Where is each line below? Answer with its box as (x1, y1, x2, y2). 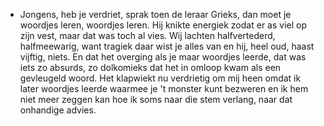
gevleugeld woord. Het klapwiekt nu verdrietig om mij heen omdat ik (19, 72, 302, 84)
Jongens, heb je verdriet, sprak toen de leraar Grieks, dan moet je (19, 9, 292, 20)
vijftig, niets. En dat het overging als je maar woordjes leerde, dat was (19, 51, 307, 63)
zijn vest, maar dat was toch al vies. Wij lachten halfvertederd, (19, 30, 276, 41)
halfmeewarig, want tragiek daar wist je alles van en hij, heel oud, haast (19, 40, 315, 52)
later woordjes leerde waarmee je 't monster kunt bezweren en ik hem (19, 83, 309, 94)
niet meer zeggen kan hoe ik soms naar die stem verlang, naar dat (19, 94, 293, 105)
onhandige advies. (19, 104, 97, 116)
